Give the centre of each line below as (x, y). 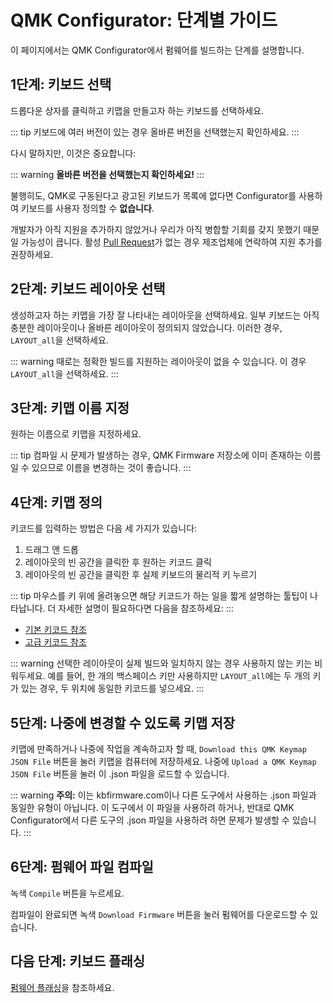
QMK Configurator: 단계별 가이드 (144, 20)
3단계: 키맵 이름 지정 (70, 407)
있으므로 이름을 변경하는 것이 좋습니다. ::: (111, 468)
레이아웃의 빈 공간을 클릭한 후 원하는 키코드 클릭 (118, 562)
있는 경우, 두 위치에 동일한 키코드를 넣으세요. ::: (112, 688)
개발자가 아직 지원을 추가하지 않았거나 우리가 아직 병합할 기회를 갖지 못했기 (156, 229)
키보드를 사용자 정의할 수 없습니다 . (87, 208)
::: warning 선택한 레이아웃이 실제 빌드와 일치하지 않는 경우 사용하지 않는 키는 (161, 663)
